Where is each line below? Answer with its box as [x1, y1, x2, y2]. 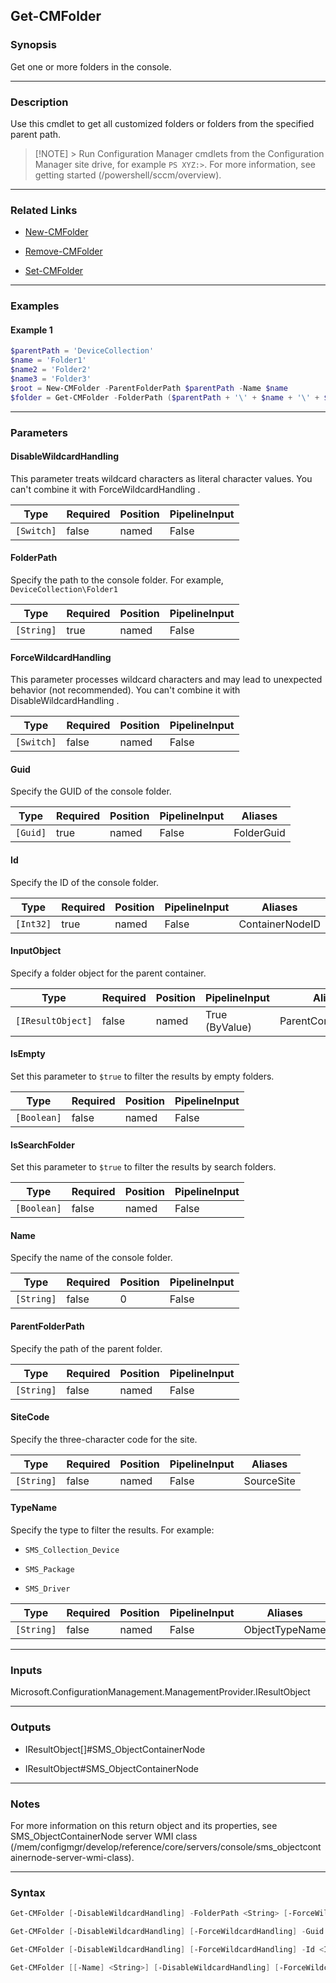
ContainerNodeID [238, 917, 321, 931]
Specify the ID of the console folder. [10, 876, 159, 888]
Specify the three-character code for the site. [10, 1433, 198, 1445]
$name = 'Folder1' [10, 355, 87, 366]
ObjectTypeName [243, 1623, 327, 1637]
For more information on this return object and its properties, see [10, 1819, 278, 1831]
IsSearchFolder [10, 1139, 75, 1151]
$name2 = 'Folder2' [10, 365, 92, 375]
